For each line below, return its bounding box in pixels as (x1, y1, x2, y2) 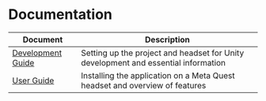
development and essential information (81, 57, 226, 68)
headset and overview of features (81, 80, 207, 91)
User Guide (12, 75, 55, 86)
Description (145, 34, 190, 45)
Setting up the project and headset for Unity (81, 47, 245, 58)
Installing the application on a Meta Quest (81, 69, 235, 80)
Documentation (8, 6, 113, 24)
